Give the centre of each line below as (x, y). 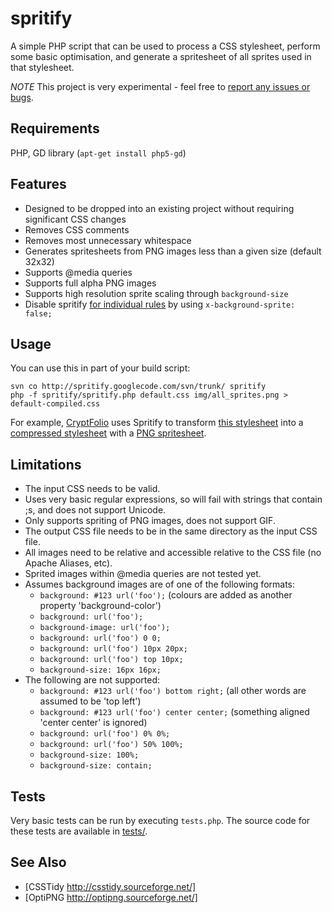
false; (38, 313)
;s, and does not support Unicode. (95, 510)
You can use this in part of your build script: (100, 368)
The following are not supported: (92, 680)
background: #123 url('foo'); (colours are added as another (166, 595)
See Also (38, 862)
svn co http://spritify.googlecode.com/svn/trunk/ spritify (138, 387)
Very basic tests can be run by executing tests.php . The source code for (160, 820)
